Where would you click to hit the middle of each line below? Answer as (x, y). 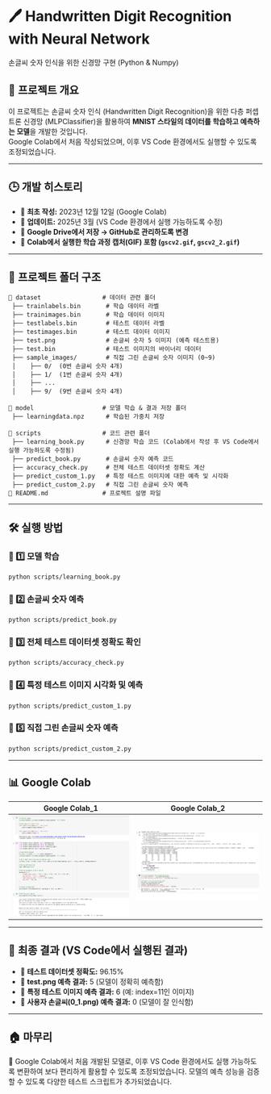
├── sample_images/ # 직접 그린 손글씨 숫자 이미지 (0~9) (114, 358)
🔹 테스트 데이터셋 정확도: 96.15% (72, 971)
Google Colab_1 (71, 808)
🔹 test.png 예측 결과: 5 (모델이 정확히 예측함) (92, 981)
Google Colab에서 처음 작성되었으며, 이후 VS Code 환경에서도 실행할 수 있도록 (133, 141)
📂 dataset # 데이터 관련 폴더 (82, 298)
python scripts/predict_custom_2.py (70, 749)
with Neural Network (79, 39)
